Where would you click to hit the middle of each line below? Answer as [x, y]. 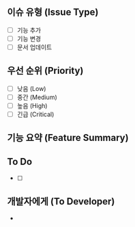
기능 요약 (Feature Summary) [68, 138]
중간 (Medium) [37, 97]
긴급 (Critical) [35, 114]
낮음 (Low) [31, 88]
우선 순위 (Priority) [45, 71]
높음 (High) [32, 105]
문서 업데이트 [34, 47]
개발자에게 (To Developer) [61, 201]
